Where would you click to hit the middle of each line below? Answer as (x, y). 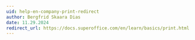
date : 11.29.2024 (28, 22)
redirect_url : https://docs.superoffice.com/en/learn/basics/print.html (98, 28)
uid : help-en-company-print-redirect (53, 11)
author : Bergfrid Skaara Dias (44, 17)
